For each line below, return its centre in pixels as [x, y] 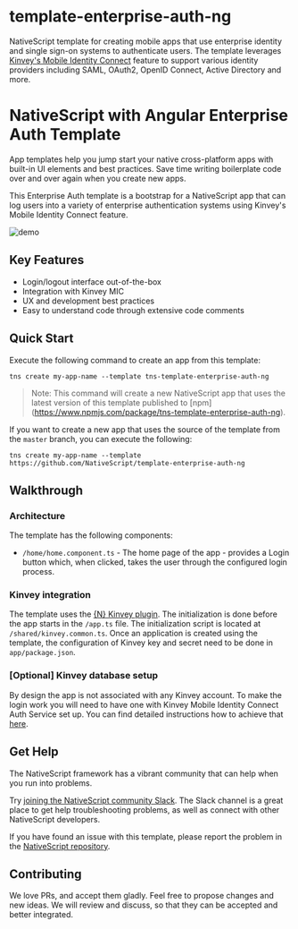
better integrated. [41, 915]
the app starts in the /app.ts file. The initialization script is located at [135, 624]
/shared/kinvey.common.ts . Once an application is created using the [134, 634]
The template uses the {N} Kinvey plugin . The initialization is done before [144, 614]
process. [38, 572]
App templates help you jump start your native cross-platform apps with [141, 159]
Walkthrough [46, 490]
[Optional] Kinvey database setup [84, 676]
